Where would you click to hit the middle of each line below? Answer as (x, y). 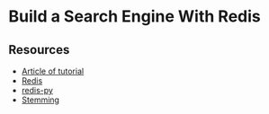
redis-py (37, 90)
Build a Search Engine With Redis (135, 17)
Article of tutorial (53, 71)
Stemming (40, 100)
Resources (39, 50)
